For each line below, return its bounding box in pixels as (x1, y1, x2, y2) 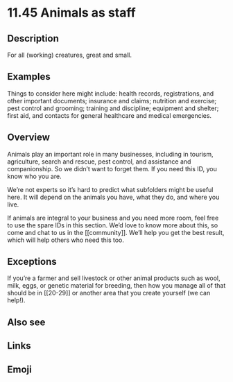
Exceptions (7, 256, 57, 268)
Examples (7, 71, 51, 83)
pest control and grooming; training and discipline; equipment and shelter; (7, 104, 219, 112)
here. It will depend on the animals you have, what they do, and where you (7, 193, 220, 201)
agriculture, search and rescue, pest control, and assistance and (7, 157, 191, 166)
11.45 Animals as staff (7, 5, 137, 21)
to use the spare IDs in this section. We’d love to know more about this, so (7, 220, 218, 229)
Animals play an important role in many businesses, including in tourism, (7, 150, 214, 158)
